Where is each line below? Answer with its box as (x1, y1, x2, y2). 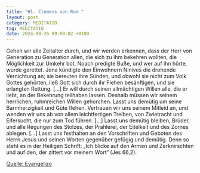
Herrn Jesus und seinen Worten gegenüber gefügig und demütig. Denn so (6, 136, 189, 143)
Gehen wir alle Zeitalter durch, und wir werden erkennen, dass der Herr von (6, 47, 192, 54)
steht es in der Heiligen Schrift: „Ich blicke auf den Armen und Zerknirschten (6, 143, 194, 150)
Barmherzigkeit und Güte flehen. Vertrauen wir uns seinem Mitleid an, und (6, 104, 189, 112)
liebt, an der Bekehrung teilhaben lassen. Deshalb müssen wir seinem (6, 92, 177, 99)
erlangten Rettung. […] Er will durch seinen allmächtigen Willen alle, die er (6, 85, 188, 92)
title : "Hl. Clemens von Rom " (6, 8, 84, 15)
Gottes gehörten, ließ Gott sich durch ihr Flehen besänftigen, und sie (6, 79, 175, 86)
